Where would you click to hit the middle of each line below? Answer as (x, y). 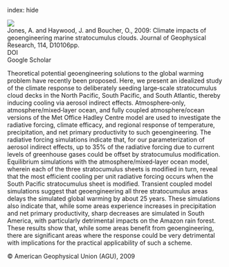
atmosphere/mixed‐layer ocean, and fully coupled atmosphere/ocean (106, 110)
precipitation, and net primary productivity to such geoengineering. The (109, 132)
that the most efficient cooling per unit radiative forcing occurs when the (110, 176)
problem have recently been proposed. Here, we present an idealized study (115, 80)
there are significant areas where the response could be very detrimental (111, 235)
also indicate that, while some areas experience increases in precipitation (112, 206)
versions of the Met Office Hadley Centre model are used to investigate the (114, 118)
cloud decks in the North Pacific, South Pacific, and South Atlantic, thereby (114, 95)
